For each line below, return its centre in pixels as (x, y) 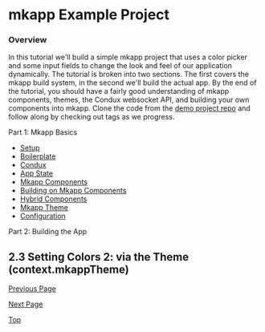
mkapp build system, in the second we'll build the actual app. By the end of (132, 83)
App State (37, 173)
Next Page (26, 304)
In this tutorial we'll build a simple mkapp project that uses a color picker (128, 57)
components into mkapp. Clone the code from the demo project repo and (129, 108)
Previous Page (32, 289)
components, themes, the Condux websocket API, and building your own (129, 100)
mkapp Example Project (89, 15)
